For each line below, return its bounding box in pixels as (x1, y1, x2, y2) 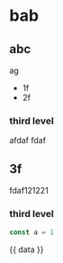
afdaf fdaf (9, 135, 47, 146)
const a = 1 (9, 228, 54, 237)
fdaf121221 (9, 186, 49, 196)
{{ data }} (9, 244, 44, 255)
